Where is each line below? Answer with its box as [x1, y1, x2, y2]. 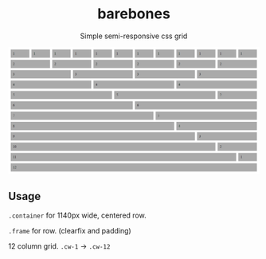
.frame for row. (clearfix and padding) [8, 226, 131, 236]
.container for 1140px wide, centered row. [8, 210, 147, 220]
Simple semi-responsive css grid [80, 31, 188, 41]
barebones [96, 5, 171, 23]
